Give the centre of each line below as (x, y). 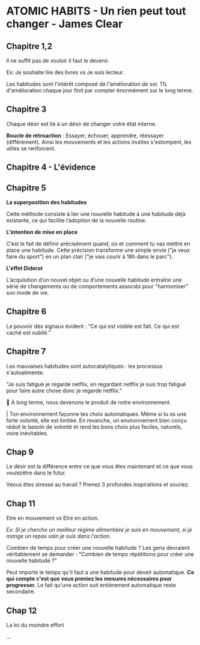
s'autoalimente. (25, 373)
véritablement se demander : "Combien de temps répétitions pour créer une (100, 554)
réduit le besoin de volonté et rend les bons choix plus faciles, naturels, (94, 427)
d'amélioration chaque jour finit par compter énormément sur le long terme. (100, 90)
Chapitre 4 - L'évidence (51, 167)
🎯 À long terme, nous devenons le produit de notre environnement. (89, 402)
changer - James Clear (65, 24)
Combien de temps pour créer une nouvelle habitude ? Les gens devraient (98, 548)
